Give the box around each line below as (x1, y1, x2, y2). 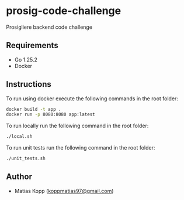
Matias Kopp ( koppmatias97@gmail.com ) (14, 187, 114, 194)
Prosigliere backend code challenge (6, 23, 92, 30)
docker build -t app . (6, 106, 61, 112)
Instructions (6, 79, 51, 89)
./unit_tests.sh (6, 155, 46, 162)
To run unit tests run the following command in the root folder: (6, 144, 155, 151)
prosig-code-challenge (6, 4, 121, 18)
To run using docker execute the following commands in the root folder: (6, 95, 178, 102)
